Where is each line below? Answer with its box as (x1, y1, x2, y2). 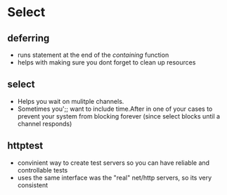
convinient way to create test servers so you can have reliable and (17, 159, 209, 167)
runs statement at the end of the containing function (17, 51, 169, 59)
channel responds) (17, 119, 72, 128)
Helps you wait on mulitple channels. (17, 97, 124, 105)
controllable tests (17, 166, 68, 174)
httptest (7, 140, 44, 152)
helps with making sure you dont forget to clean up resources (17, 58, 196, 67)
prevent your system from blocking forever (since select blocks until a (17, 112, 220, 120)
